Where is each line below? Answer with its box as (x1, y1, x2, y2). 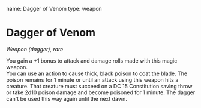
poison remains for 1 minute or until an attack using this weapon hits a (6, 76, 179, 83)
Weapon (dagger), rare (6, 45, 64, 53)
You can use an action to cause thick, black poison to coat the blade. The (6, 70, 188, 77)
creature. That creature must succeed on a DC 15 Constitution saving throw (6, 82, 193, 90)
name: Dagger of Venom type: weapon (6, 5, 102, 12)
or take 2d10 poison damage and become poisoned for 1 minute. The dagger (6, 89, 196, 96)
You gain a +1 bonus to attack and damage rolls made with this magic (6, 57, 178, 64)
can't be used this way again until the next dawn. (6, 95, 127, 102)
